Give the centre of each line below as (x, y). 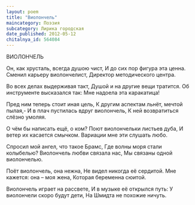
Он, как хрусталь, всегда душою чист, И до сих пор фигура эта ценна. (96, 68)
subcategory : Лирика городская (45, 28)
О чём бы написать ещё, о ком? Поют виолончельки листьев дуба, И (95, 129)
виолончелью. (25, 159)
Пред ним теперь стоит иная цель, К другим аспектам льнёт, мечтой (95, 104)
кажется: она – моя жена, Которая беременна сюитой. (76, 177)
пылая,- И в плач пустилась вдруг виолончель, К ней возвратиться (92, 111)
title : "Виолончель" (32, 17)
